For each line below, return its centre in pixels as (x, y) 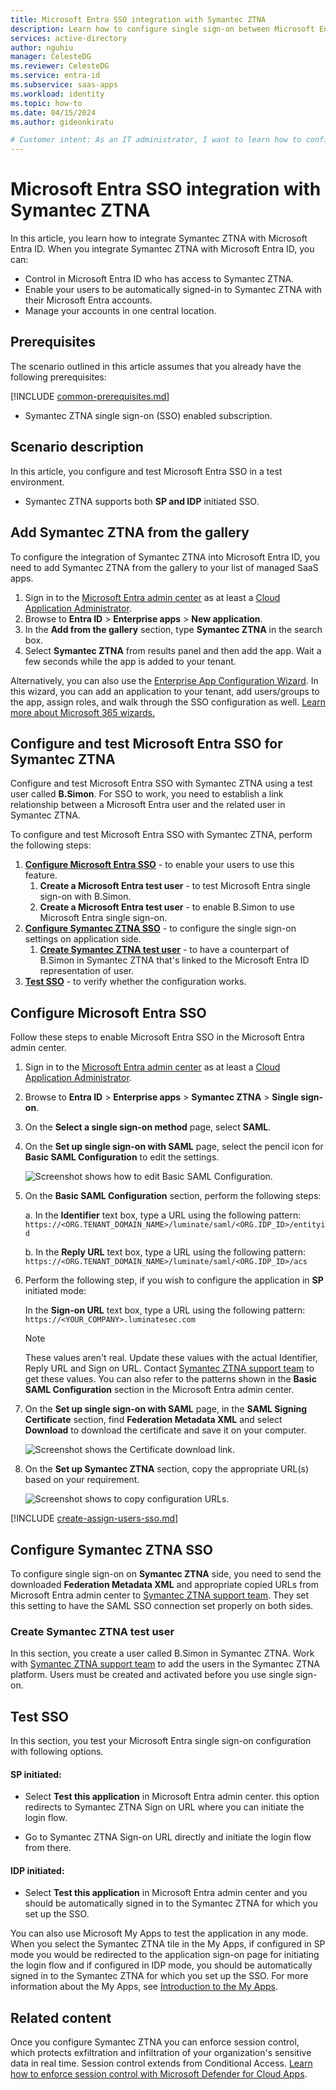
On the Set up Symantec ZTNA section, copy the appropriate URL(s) (167, 1469)
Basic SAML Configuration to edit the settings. (122, 1157)
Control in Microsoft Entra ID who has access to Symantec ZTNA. (159, 279)
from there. (48, 1848)
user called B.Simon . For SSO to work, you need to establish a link (147, 794)
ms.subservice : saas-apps (64, 85)
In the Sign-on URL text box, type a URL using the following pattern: (165, 1310)
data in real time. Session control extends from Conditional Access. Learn (161, 2063)
